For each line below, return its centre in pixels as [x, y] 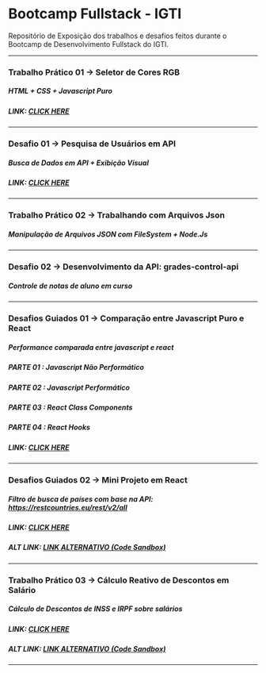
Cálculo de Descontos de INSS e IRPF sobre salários [95, 609]
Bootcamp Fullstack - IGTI [95, 14]
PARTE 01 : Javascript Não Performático [76, 367]
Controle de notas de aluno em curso [70, 286]
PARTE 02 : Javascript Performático [69, 387]
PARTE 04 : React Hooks [49, 427]
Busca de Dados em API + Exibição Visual [78, 163]
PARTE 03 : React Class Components [70, 407]
